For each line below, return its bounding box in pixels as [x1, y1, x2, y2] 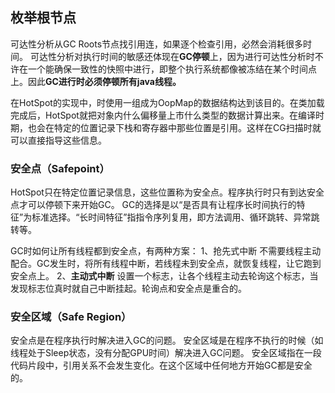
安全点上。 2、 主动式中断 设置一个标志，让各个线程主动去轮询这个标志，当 [10, 270, 319, 282]
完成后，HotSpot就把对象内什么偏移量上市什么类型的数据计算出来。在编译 [10, 109, 316, 121]
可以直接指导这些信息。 [10, 134, 107, 146]
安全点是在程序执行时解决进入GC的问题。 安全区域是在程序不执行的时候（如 [10, 334, 324, 347]
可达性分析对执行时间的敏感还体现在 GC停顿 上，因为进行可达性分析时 [29, 50, 315, 62]
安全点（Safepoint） [10, 161, 110, 175]
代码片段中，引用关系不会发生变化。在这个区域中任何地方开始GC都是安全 [10, 359, 313, 372]
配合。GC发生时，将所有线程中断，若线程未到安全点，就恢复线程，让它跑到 [10, 258, 322, 270]
